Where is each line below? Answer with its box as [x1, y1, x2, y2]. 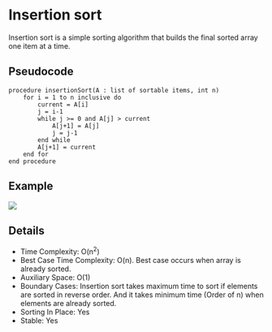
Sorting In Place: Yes [19, 307, 90, 317]
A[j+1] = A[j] [51, 122, 100, 130]
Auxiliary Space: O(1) [19, 273, 91, 282]
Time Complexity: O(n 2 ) [19, 245, 100, 257]
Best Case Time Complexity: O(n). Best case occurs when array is [19, 256, 241, 265]
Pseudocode [8, 65, 75, 79]
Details [8, 223, 45, 237]
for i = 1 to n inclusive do [23, 93, 122, 101]
